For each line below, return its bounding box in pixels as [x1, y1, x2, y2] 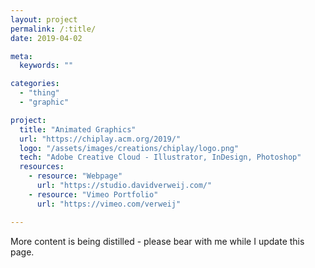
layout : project [10, 14, 78, 25]
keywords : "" [19, 61, 74, 71]
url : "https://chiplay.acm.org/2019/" [19, 134, 182, 144]
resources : [19, 162, 65, 172]
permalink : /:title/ [10, 24, 97, 34]
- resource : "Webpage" [28, 171, 123, 181]
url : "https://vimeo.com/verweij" [36, 199, 182, 209]
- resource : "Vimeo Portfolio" [28, 189, 159, 200]
